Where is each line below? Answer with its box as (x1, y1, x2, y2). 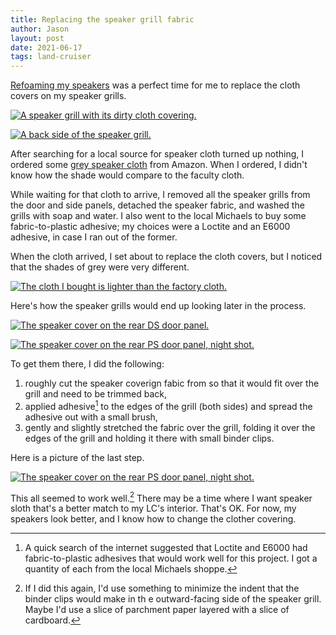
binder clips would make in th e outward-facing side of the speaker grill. (24, 593, 322, 605)
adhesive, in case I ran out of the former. (10, 231, 178, 243)
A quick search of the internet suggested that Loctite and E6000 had (24, 542, 308, 554)
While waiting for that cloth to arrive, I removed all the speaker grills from (10, 189, 311, 201)
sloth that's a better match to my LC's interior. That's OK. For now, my (10, 502, 297, 515)
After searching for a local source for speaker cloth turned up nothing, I (10, 148, 305, 160)
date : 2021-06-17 (10, 42, 83, 53)
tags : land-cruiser (10, 52, 92, 62)
